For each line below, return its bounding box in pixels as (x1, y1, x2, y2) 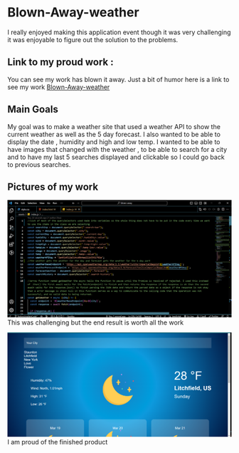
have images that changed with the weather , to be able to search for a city (7, 145, 228, 153)
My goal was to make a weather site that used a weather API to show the (7, 122, 221, 131)
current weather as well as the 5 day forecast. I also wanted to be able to (7, 130, 221, 138)
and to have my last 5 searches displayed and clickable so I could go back (7, 153, 225, 161)
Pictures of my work (7, 180, 98, 193)
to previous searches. (7, 160, 71, 168)
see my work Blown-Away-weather (7, 83, 110, 91)
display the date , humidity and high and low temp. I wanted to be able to (7, 137, 221, 146)
